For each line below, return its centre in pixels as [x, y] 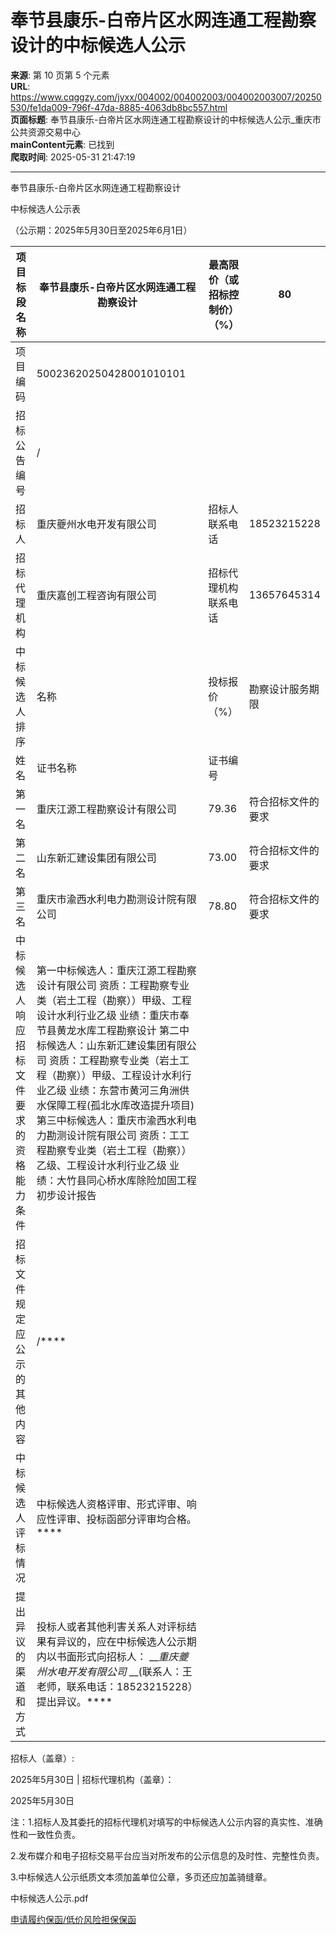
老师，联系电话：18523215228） [117, 1686]
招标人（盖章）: [42, 1758]
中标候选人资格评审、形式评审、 [111, 1504]
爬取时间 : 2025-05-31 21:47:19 [73, 157]
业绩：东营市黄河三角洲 [124, 1090]
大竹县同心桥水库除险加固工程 [126, 1180]
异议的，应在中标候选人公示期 [126, 1641]
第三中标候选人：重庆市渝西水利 [111, 1120]
